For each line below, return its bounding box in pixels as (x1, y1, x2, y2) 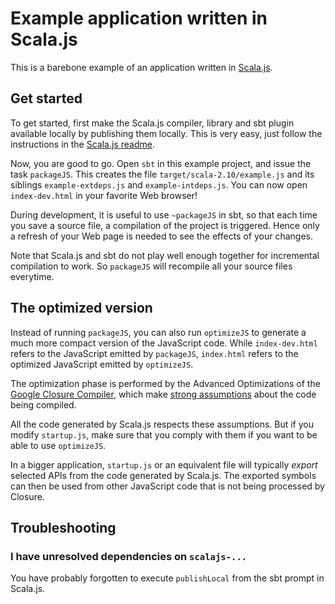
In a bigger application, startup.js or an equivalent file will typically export (10, 458, 318, 471)
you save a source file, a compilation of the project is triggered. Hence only (10, 219, 320, 231)
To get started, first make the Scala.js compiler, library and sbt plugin (10, 117, 295, 129)
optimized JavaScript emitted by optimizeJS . (10, 358, 194, 370)
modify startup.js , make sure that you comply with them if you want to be (10, 428, 318, 441)
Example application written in (10, 7, 268, 30)
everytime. (10, 270, 55, 282)
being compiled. (10, 398, 77, 411)
